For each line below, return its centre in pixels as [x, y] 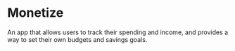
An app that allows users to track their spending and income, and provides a [118, 32]
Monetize [36, 13]
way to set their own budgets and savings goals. [77, 39]
